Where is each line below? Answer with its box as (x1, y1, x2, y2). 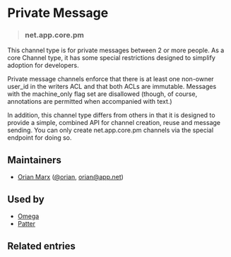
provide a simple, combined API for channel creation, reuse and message (7, 119, 221, 127)
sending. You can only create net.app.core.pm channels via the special (7, 126, 214, 135)
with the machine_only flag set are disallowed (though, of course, (7, 90, 198, 98)
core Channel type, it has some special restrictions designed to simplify (7, 54, 215, 62)
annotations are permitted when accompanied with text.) (7, 97, 172, 106)
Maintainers (7, 154, 62, 166)
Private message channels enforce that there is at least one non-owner (7, 75, 214, 83)
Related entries (7, 240, 76, 252)
